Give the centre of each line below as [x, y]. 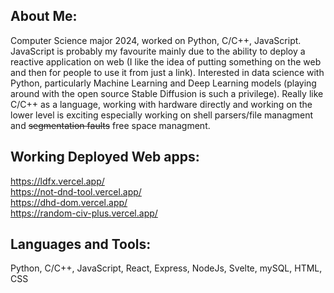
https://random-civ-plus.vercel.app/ [84, 213]
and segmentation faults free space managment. [110, 125]
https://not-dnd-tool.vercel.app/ [76, 191]
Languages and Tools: [81, 244]
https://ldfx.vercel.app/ [57, 181]
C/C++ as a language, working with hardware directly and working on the [161, 104]
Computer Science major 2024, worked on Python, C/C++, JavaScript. [156, 40]
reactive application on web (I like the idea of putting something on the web [166, 61]
